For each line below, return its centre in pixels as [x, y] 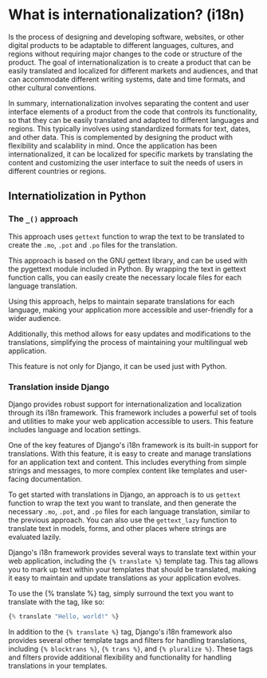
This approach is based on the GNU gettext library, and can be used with [128, 260]
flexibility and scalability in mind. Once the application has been [113, 145]
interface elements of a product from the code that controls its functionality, [133, 111]
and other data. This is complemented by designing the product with [121, 137]
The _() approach [43, 219]
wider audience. [35, 318]
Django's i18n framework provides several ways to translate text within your [132, 552]
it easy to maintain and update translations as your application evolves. [125, 577]
